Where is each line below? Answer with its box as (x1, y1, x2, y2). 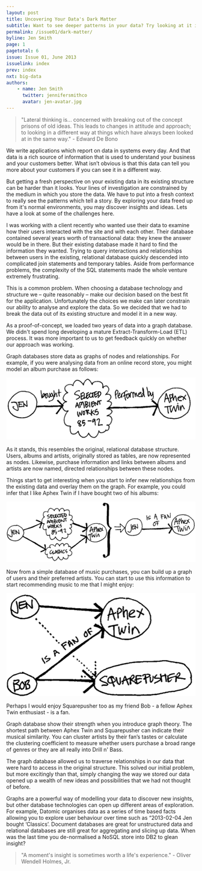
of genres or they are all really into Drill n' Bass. (6, 746, 123, 753)
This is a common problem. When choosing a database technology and (6, 284, 183, 292)
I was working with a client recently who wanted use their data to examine (6, 221, 190, 228)
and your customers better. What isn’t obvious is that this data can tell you (6, 160, 190, 167)
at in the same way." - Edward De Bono (20, 135, 118, 142)
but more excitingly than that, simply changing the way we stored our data (6, 770, 191, 778)
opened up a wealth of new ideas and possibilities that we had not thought (6, 776, 191, 784)
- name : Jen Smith (17, 86, 63, 92)
